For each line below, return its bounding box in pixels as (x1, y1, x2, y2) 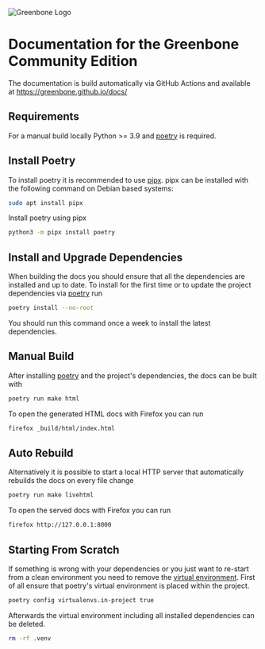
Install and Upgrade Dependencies (8, 250, 183, 264)
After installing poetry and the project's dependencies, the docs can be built (8, 370, 258, 381)
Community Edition (8, 52, 138, 71)
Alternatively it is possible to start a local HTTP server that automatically (8, 467, 244, 477)
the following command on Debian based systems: (8, 183, 174, 193)
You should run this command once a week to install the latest (8, 319, 211, 327)
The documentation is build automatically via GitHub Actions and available (8, 78, 252, 87)
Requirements (8, 110, 79, 123)
